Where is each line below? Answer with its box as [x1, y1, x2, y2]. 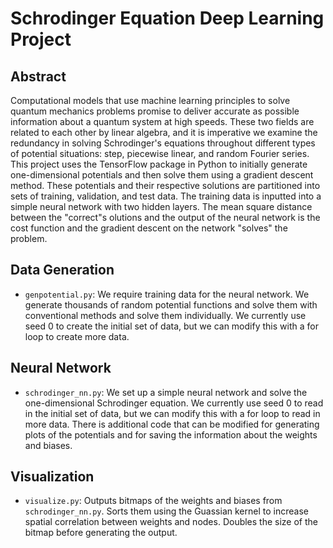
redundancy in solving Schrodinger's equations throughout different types [10, 137, 316, 149]
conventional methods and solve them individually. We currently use [24, 309, 307, 321]
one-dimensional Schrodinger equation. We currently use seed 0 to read [24, 397, 324, 409]
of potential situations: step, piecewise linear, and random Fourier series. [10, 148, 310, 159]
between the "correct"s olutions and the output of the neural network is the [10, 212, 321, 223]
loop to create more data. [24, 330, 130, 342]
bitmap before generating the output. [24, 527, 178, 539]
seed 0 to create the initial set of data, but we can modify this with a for [24, 320, 319, 332]
